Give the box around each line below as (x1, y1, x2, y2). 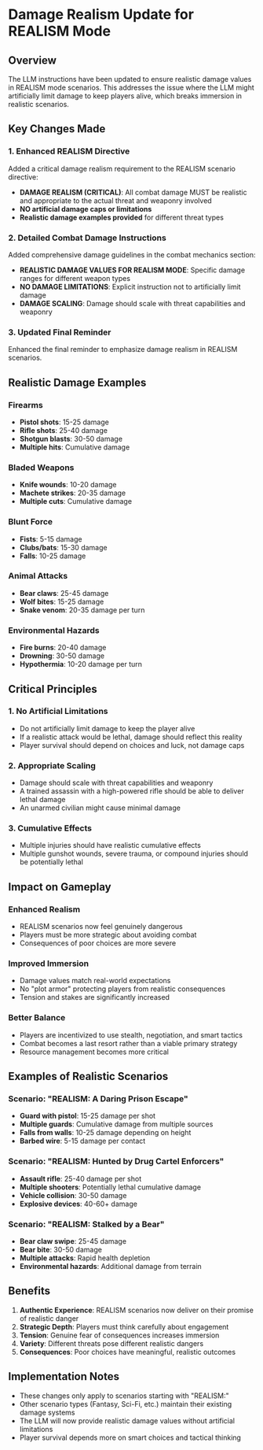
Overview (8, 54, 57, 67)
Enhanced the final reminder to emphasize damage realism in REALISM (8, 345, 238, 354)
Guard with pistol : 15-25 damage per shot (19, 1112, 155, 1121)
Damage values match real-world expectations (19, 976, 171, 986)
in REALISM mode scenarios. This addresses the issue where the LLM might (8, 83, 255, 92)
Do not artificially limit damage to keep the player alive (19, 723, 195, 733)
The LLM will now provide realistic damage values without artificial (19, 1415, 236, 1426)
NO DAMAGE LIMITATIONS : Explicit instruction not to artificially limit (19, 282, 241, 291)
